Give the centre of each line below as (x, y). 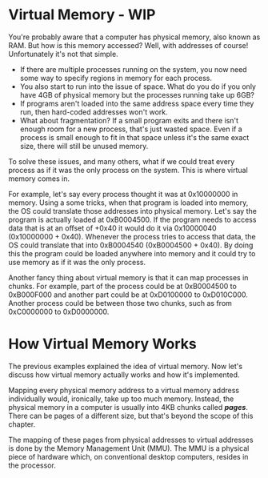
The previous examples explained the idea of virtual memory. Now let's (125, 366)
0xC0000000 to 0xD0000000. (59, 311)
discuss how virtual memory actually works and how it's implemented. (124, 375)
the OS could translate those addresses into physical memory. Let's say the (133, 211)
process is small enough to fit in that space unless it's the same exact (134, 137)
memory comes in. (39, 179)
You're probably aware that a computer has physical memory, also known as (134, 37)
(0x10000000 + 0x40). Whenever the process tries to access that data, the (132, 236)
